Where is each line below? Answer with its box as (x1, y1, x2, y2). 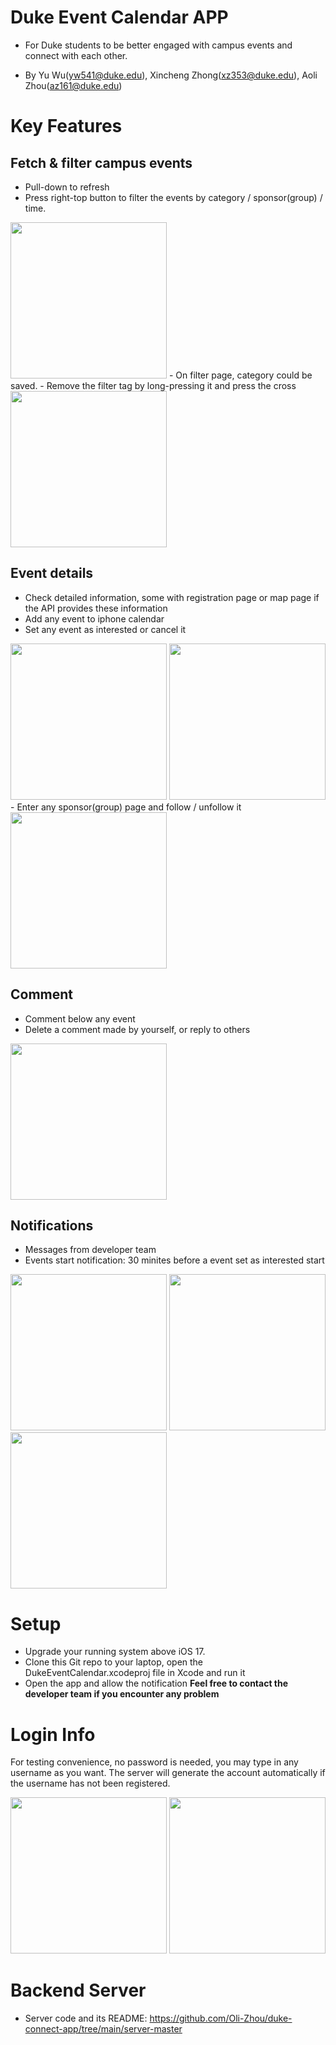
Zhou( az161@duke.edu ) (24, 79, 123, 91)
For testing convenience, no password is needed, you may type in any (10, 1756, 299, 1768)
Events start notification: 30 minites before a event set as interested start (24, 1254, 325, 1266)
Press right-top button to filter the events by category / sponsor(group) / (24, 191, 323, 203)
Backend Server (10, 1979, 147, 2002)
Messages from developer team (24, 1244, 157, 1256)
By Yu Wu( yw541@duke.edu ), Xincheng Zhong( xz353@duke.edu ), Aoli (24, 69, 318, 81)
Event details (10, 565, 94, 582)
